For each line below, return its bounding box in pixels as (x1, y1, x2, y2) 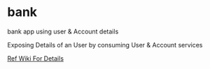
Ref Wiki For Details (7, 54, 64, 63)
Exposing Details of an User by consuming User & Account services (7, 40, 203, 49)
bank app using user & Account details (7, 27, 119, 36)
